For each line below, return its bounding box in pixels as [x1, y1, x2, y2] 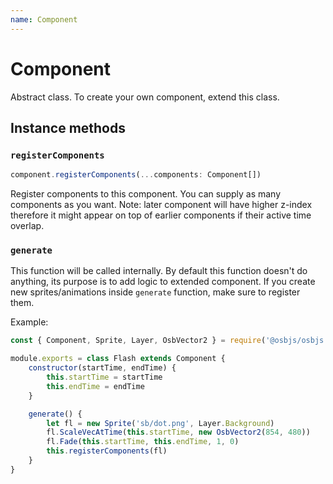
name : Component [10, 14, 78, 25]
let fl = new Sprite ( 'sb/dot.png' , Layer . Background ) [46, 418, 275, 428]
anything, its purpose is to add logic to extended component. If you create [10, 276, 316, 288]
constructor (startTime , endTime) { [28, 363, 177, 373]
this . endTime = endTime [46, 381, 145, 391]
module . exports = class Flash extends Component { [10, 354, 226, 364]
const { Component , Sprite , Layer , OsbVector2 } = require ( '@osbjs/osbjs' [10, 336, 329, 346]
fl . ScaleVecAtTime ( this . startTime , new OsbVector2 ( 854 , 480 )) [46, 427, 311, 438]
